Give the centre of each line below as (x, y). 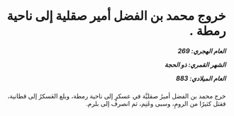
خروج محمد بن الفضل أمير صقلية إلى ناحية (116, 16)
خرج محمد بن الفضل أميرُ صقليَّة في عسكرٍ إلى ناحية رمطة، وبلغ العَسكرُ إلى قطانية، (117, 96)
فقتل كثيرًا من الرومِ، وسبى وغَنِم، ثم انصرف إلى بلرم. (156, 104)
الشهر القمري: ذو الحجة (195, 64)
